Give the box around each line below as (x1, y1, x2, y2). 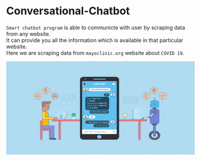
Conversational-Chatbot (6, 4, 130, 18)
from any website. (6, 30, 51, 37)
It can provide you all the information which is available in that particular (6, 36, 184, 44)
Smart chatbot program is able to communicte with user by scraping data (6, 24, 185, 31)
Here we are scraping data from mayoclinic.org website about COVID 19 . (6, 49, 184, 56)
